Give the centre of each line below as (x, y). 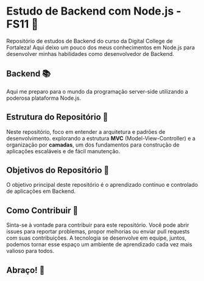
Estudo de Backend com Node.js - (94, 11)
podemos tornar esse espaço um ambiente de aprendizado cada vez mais (99, 245)
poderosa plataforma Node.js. (44, 98)
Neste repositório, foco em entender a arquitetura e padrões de (86, 131)
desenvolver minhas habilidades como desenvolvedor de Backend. (90, 54)
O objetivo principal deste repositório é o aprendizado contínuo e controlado (102, 185)
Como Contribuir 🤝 (42, 210)
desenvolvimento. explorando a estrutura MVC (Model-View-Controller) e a (101, 138)
